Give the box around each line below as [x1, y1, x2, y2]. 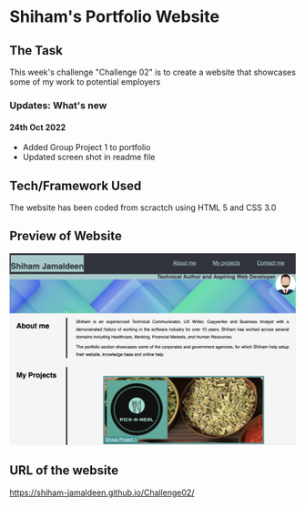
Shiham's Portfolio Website [9, 6, 220, 27]
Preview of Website [9, 228, 123, 244]
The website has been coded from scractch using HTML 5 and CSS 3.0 [9, 202, 277, 213]
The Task [9, 43, 64, 58]
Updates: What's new [9, 98, 107, 111]
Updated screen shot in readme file [22, 152, 156, 163]
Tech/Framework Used [9, 177, 142, 193]
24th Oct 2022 [9, 121, 66, 133]
